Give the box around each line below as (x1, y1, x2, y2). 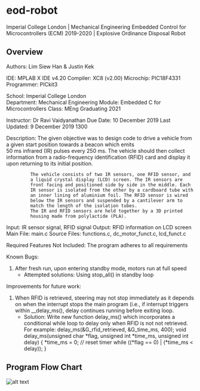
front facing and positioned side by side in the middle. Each (30, 181, 191, 188)
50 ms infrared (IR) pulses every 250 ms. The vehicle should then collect (6, 147, 185, 154)
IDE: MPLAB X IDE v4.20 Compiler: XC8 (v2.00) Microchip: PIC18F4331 (6, 74, 181, 81)
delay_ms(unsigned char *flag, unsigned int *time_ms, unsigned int (23, 332, 189, 339)
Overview (6, 47, 44, 57)
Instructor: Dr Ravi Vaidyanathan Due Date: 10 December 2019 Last (6, 116, 171, 124)
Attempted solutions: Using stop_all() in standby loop (23, 271, 154, 278)
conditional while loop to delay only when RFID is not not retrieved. (23, 319, 188, 327)
